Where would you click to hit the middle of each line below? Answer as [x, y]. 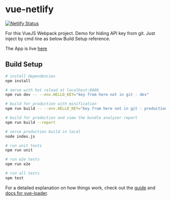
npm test [15, 178]
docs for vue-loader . [27, 193]
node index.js [20, 136]
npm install [18, 81]
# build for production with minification [51, 104]
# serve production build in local [43, 131]
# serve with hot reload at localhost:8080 [52, 90]
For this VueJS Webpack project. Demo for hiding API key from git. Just [80, 33]
